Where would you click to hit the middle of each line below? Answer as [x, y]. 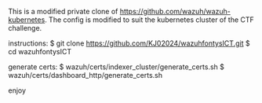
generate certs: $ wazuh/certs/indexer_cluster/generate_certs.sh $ [116, 67]
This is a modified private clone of [63, 11]
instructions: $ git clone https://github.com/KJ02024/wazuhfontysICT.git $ [129, 43]
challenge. [25, 28]
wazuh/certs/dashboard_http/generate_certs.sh [86, 75]
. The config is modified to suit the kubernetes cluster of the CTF [149, 20]
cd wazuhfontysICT [40, 51]
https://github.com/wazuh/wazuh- [175, 11]
